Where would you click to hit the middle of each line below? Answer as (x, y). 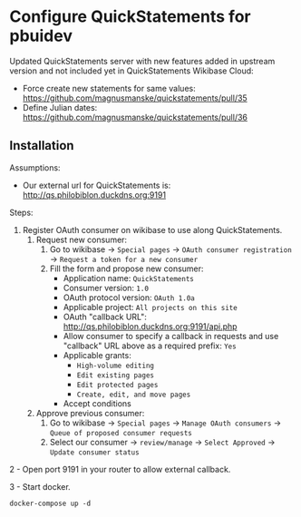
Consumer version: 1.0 (106, 288)
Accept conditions (97, 403)
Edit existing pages (116, 375)
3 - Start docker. (40, 486)
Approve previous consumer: (90, 413)
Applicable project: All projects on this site (150, 307)
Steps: (21, 212)
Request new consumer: (82, 239)
